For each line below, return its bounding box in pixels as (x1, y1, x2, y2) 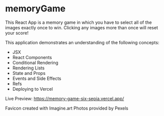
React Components (12, 54, 52, 60)
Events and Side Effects (12, 75, 61, 81)
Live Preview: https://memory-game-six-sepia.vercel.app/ (5, 95, 125, 102)
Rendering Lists (12, 65, 45, 71)
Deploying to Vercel (12, 86, 53, 92)
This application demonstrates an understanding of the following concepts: (5, 39, 160, 45)
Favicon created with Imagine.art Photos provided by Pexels (5, 105, 129, 111)
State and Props (12, 70, 46, 76)
